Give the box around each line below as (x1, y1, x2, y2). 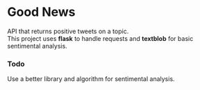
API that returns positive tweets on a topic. (7, 27, 129, 35)
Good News (7, 4, 76, 20)
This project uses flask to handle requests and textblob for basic (7, 34, 194, 42)
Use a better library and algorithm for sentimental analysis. (7, 75, 175, 83)
